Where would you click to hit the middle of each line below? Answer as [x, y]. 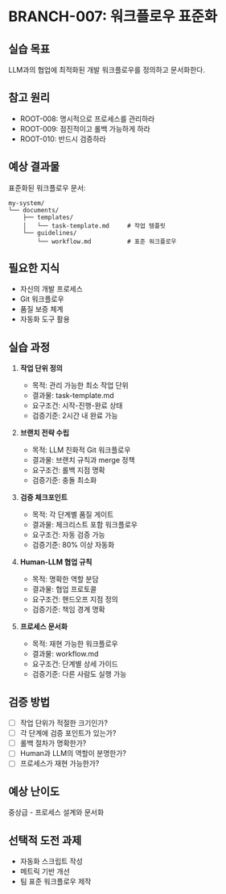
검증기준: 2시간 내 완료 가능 [75, 416]
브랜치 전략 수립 [45, 433]
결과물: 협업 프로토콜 [64, 590]
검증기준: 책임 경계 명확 [69, 610]
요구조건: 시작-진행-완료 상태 [77, 405]
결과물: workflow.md [65, 654]
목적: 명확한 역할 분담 [65, 579]
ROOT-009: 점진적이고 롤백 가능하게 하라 [85, 128]
